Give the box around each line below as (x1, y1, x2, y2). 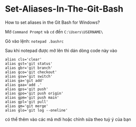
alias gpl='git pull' (5, 99, 49, 104)
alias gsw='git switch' (5, 74, 53, 79)
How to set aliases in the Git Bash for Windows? (5, 19, 100, 25)
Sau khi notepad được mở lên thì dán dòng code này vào (5, 48, 117, 53)
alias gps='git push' (5, 86, 49, 92)
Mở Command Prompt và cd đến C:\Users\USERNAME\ (5, 29, 103, 34)
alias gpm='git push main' (5, 95, 59, 100)
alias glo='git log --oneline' (5, 108, 68, 112)
